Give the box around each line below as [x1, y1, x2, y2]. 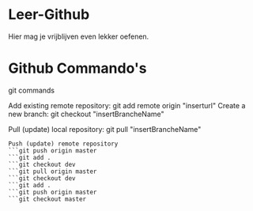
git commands [8, 85, 55, 95]
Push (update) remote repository [8, 140, 119, 148]
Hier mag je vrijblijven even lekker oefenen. [8, 32, 149, 41]
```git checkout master [8, 195, 87, 203]
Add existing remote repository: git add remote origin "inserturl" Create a [8, 100, 246, 110]
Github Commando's [8, 59, 147, 77]
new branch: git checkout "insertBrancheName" [8, 109, 164, 119]
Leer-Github [8, 6, 90, 24]
